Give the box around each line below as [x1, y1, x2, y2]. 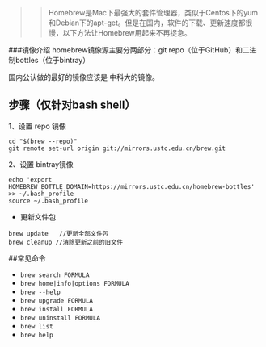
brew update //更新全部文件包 [8, 229, 109, 237]
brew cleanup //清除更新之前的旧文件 [8, 238, 124, 246]
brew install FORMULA [19, 305, 93, 313]
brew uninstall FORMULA [19, 314, 101, 322]
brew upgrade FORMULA [19, 296, 93, 305]
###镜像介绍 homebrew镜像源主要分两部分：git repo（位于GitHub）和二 [8, 45, 250, 55]
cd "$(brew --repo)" [8, 137, 78, 145]
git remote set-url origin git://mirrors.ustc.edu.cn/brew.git [8, 144, 226, 153]
